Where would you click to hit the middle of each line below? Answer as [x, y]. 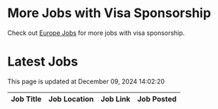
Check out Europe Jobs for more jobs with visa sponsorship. [96, 33]
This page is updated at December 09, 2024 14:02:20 [86, 81]
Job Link [115, 99]
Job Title [26, 99]
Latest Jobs [43, 62]
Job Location [71, 99]
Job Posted [157, 99]
